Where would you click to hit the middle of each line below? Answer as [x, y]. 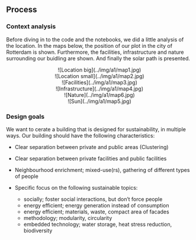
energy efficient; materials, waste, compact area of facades [97, 212]
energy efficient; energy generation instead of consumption [96, 205]
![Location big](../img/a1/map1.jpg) [99, 70]
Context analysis [31, 27]
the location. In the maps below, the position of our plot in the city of [89, 46]
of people [26, 176]
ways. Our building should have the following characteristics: [81, 135]
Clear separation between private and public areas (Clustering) [91, 147]
